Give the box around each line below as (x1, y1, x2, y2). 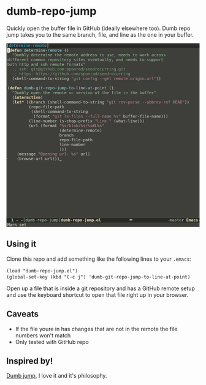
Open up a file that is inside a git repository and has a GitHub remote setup (6, 285, 195, 292)
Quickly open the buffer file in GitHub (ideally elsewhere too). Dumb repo (6, 24, 191, 32)
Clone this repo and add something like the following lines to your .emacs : (6, 255, 191, 263)
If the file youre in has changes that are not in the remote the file (15, 325, 178, 332)
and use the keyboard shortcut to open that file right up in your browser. (6, 291, 189, 298)
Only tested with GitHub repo (15, 338, 89, 345)
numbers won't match (15, 332, 71, 339)
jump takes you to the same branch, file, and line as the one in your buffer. (6, 31, 194, 38)
